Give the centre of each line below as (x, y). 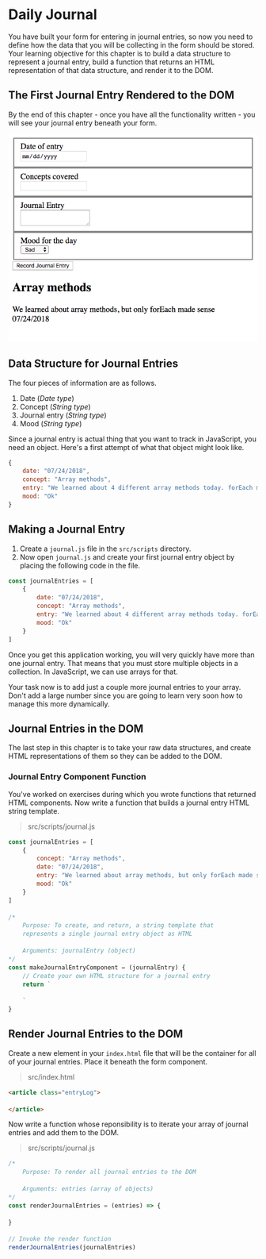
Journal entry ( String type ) (63, 415)
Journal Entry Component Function (77, 777)
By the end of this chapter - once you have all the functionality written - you (132, 114)
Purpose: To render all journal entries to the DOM (109, 1172)
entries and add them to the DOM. (64, 1133)
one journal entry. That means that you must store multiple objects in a (123, 663)
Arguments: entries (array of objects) (88, 1189)
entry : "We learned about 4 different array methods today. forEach (138, 488)
